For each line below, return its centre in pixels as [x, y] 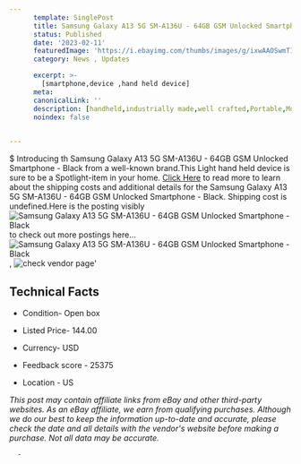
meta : [43, 92]
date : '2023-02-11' [69, 43]
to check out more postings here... [73, 235]
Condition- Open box [61, 313]
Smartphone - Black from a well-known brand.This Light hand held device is [150, 168]
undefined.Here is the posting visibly [77, 206]
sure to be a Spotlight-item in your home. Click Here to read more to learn [145, 178]
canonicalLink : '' [67, 100]
